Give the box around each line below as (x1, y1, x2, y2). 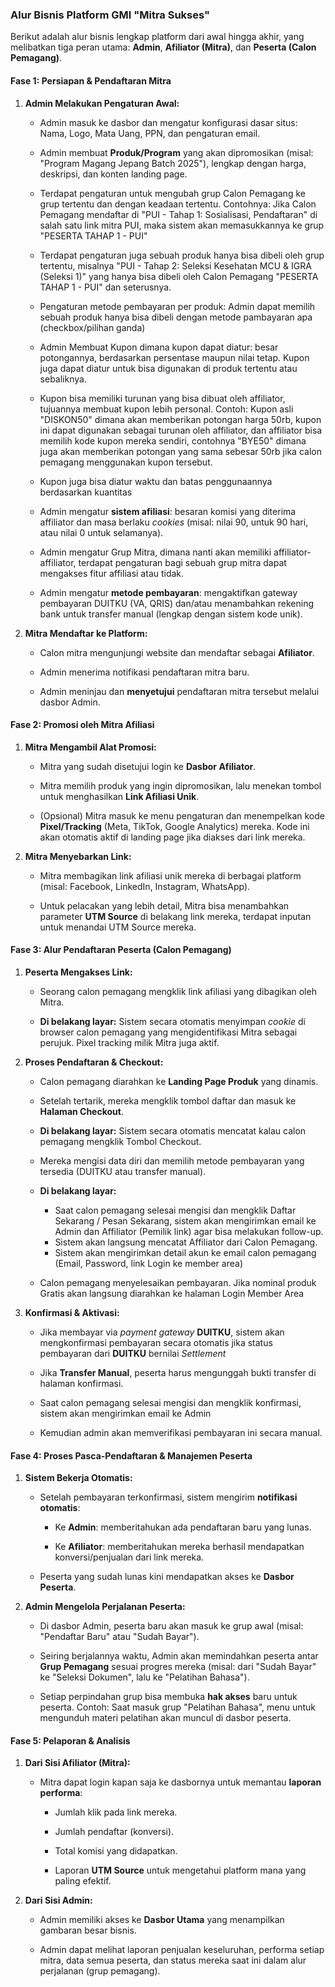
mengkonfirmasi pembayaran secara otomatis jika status (39, 1336, 273, 1348)
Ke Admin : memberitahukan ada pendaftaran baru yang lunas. (54, 1521, 312, 1533)
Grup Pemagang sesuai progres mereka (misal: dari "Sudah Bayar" (39, 1661, 317, 1673)
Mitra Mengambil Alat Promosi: (24, 741, 157, 753)
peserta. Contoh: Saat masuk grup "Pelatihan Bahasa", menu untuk (39, 1701, 316, 1713)
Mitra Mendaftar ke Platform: (24, 627, 148, 639)
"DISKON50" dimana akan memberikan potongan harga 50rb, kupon (39, 413, 322, 425)
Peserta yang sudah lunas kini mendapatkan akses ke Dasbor (39, 1571, 295, 1583)
